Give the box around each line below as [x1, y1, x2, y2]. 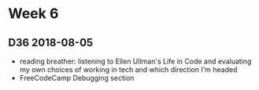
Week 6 [8, 5, 59, 23]
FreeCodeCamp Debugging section [19, 74, 135, 82]
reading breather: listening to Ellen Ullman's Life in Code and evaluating [19, 56, 252, 66]
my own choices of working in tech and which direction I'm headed [19, 65, 238, 74]
